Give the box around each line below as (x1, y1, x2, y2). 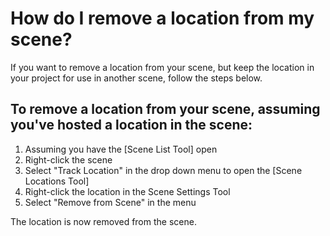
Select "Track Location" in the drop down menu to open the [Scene (24, 164, 303, 176)
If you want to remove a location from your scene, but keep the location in (10, 61, 315, 73)
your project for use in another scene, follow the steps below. (10, 72, 263, 84)
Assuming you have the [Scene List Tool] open (24, 143, 218, 155)
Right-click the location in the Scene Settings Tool (24, 185, 231, 197)
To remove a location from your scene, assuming (10, 101, 321, 118)
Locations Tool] (24, 175, 90, 187)
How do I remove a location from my (10, 7, 315, 30)
